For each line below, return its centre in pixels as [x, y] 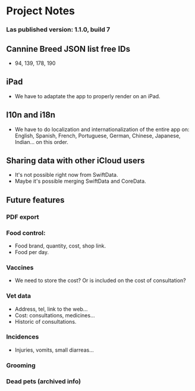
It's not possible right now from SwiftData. [66, 175]
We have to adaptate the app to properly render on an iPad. [87, 96]
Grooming [21, 365]
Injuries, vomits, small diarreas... [54, 350]
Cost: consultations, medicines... [55, 315]
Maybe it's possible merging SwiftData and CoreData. [81, 181]
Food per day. [32, 252]
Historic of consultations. [45, 321]
